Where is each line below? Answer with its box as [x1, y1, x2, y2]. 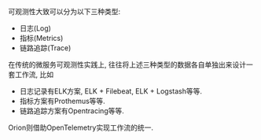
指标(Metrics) [19, 34, 64, 42]
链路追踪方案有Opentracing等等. [19, 106, 124, 116]
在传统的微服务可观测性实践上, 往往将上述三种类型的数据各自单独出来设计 [8, 60, 246, 69]
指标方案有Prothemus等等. [19, 97, 106, 105]
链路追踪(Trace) [19, 43, 72, 53]
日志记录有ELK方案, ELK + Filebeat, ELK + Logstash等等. [19, 87, 203, 96]
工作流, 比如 [14, 70, 53, 79]
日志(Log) [19, 24, 51, 33]
